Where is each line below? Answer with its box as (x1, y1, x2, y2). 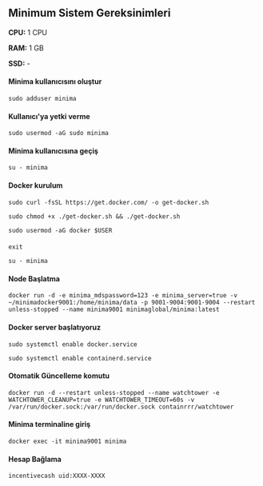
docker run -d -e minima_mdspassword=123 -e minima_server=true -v (8, 292, 238, 300)
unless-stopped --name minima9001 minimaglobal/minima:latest (8, 305, 220, 314)
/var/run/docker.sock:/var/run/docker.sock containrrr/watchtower (8, 403, 234, 411)
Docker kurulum (8, 181, 63, 190)
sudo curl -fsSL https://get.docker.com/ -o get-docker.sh (8, 198, 209, 206)
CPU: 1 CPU (8, 27, 48, 37)
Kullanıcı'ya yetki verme (8, 111, 90, 121)
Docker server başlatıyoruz (8, 323, 102, 333)
